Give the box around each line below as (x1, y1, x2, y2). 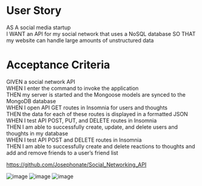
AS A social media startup (6, 24, 71, 31)
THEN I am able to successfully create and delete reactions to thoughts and (6, 142, 195, 150)
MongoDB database (6, 97, 56, 105)
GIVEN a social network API (6, 78, 76, 85)
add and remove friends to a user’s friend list (6, 149, 118, 156)
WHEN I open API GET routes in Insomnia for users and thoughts (6, 104, 168, 111)
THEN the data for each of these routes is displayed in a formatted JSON (6, 110, 188, 117)
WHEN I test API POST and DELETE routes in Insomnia (6, 136, 142, 143)
